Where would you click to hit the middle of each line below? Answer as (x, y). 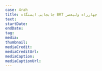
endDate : (14, 28)
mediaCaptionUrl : (23, 61)
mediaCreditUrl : (22, 51)
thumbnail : (16, 42)
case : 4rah (16, 10)
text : (11, 19)
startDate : (16, 24)
